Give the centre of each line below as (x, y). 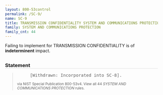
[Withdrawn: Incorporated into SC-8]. (76, 75)
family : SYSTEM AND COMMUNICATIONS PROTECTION (53, 27)
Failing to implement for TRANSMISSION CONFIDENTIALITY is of (70, 46)
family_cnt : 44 (20, 32)
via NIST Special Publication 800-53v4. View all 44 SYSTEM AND (72, 84)
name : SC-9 (16, 18)
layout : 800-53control (28, 9)
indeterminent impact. (28, 51)
